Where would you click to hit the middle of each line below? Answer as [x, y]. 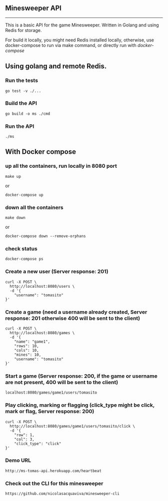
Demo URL [18, 461]
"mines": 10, [28, 355]
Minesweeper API [33, 8]
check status [21, 249]
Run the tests [22, 80]
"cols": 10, [26, 350]
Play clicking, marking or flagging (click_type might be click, [80, 405]
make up [13, 176]
